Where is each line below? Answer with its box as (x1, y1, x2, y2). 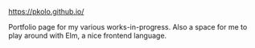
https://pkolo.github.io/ (8, 7, 84, 16)
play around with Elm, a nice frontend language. (8, 31, 167, 40)
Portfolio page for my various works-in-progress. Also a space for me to (8, 22, 248, 31)
